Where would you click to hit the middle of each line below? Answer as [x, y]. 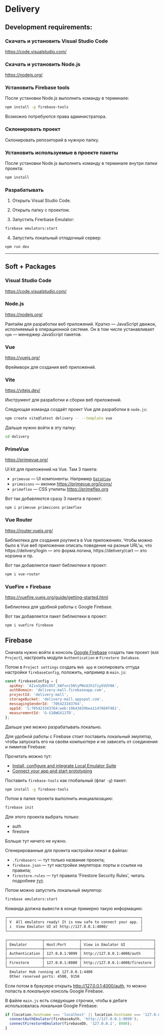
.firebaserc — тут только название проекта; [58, 860]
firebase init [20, 808]
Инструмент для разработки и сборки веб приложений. [63, 400]
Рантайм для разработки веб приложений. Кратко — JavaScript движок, [81, 324]
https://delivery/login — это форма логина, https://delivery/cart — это [76, 550]
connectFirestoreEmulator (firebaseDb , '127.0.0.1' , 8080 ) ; [71, 1024]
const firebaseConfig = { [31, 681]
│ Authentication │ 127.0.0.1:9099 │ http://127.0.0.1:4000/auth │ [81, 954]
